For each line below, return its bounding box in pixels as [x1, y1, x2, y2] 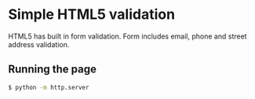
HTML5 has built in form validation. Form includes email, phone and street [8, 31, 247, 41]
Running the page [8, 63, 97, 76]
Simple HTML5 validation [8, 5, 175, 24]
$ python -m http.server [8, 83, 89, 91]
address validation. [8, 39, 70, 49]
